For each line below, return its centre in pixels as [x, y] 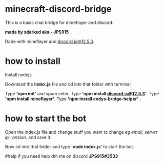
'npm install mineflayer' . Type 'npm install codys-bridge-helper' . [73, 99]
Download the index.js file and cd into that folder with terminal [68, 84]
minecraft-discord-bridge [58, 9]
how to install [33, 61]
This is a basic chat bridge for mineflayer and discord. [59, 22]
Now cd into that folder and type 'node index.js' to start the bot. [70, 146]
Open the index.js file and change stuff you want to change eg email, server [81, 132]
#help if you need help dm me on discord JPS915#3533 [61, 156]
